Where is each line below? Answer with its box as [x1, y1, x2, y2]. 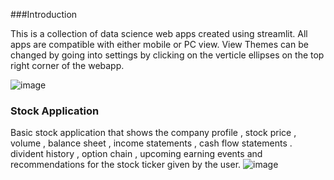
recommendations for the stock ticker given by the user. [10, 159, 242, 171]
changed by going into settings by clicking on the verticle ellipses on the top [10, 49, 325, 61]
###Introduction [10, 9, 78, 20]
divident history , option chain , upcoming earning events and [10, 148, 263, 160]
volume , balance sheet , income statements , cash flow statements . [10, 137, 293, 149]
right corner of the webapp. [10, 60, 125, 71]
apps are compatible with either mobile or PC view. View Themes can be [10, 39, 309, 50]
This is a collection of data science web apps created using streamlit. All [10, 28, 308, 39]
